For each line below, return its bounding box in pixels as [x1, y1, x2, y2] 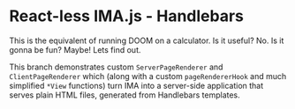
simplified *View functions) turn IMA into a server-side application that [9, 80, 264, 91]
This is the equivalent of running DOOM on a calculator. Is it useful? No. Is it [9, 35, 284, 46]
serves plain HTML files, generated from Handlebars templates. [9, 90, 240, 100]
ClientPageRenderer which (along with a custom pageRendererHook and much [9, 70, 287, 81]
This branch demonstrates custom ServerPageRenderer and [9, 62, 223, 72]
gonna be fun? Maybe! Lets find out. [9, 44, 141, 54]
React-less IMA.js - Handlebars [9, 6, 245, 26]
